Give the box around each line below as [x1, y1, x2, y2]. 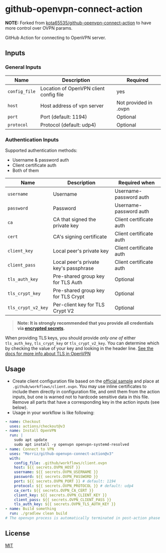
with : [9, 456, 21, 461]
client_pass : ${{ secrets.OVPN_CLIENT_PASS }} [14, 497, 112, 502]
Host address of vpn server [40, 102, 104, 109]
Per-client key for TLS [52, 301, 105, 308]
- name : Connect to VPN [5, 446, 54, 452]
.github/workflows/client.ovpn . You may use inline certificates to [12, 383, 147, 389]
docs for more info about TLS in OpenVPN [5, 350, 91, 356]
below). [12, 404, 28, 410]
